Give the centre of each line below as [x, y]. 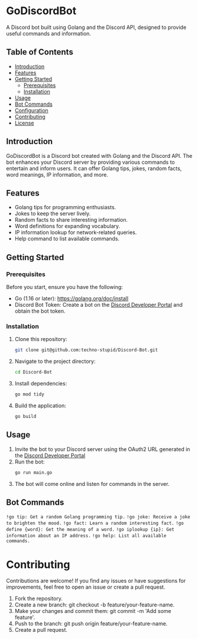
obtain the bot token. [40, 311]
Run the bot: [30, 462]
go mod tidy [29, 394]
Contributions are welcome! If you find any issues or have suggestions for [96, 581]
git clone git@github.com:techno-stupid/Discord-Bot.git [86, 350]
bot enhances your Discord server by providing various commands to [91, 162]
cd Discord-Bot [33, 372]
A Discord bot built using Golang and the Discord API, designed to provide [96, 27]
